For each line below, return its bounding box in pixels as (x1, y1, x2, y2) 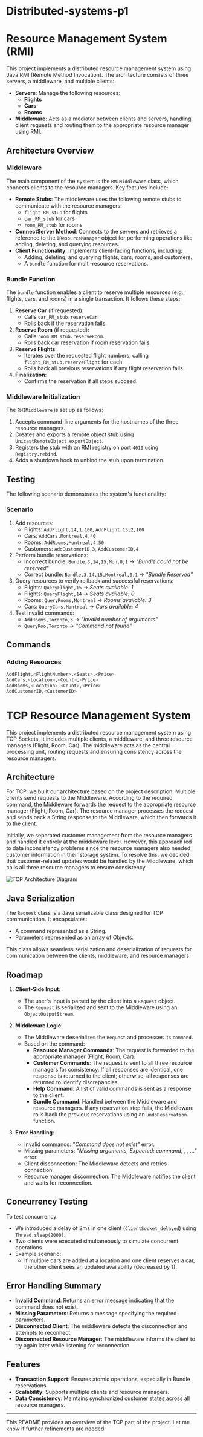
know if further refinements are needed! (6, 1425, 106, 1432)
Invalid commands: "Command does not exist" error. (24, 1141, 155, 1148)
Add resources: (14, 519, 54, 526)
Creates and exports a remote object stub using (14, 431, 134, 438)
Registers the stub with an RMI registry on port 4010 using (14, 444, 159, 451)
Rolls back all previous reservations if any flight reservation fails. (24, 365, 185, 372)
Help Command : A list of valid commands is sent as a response (33, 1085, 192, 1093)
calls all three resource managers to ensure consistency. (6, 864, 147, 871)
